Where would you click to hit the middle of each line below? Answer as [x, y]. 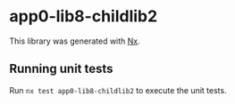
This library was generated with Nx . [75, 41]
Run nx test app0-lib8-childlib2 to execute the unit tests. [118, 90]
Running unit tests [61, 69]
